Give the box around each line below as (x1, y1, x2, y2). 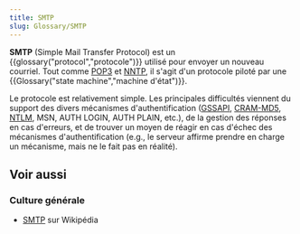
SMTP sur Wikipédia (22, 214, 99, 226)
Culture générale (9, 193, 86, 206)
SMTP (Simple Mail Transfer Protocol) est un (9, 46, 176, 57)
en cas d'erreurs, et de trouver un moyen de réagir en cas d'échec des (9, 121, 273, 132)
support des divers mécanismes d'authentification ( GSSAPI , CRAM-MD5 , (9, 102, 282, 113)
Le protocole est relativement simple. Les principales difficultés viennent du (9, 92, 291, 104)
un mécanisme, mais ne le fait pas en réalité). (9, 141, 178, 152)
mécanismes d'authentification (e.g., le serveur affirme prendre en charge (9, 131, 286, 142)
